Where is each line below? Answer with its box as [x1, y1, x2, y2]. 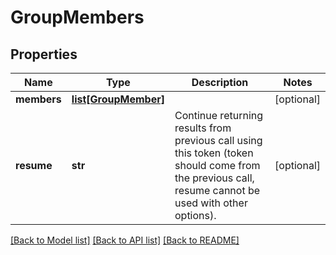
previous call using [174, 134, 263, 147]
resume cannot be [174, 184, 261, 197]
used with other [174, 196, 248, 210]
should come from [174, 159, 261, 172]
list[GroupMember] [71, 92, 165, 106]
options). [174, 209, 217, 222]
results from [174, 121, 232, 135]
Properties [10, 46, 78, 63]
